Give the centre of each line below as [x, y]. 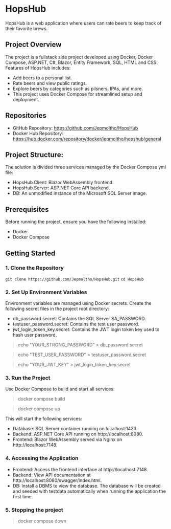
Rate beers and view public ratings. [50, 83]
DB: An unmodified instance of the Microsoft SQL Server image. [80, 193]
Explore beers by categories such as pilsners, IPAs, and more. [78, 89]
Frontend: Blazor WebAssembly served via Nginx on [67, 439]
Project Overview [33, 45]
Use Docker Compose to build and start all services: [60, 389]
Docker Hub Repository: [38, 133]
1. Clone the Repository [34, 268]
